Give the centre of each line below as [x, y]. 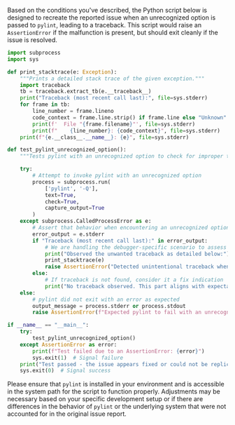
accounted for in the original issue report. [67, 414]
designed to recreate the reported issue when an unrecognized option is [112, 18]
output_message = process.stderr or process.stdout [109, 306]
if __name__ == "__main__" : [48, 325]
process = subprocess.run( [72, 182]
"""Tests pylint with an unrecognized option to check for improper [122, 156]
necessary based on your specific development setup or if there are [105, 399]
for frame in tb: [45, 104]
